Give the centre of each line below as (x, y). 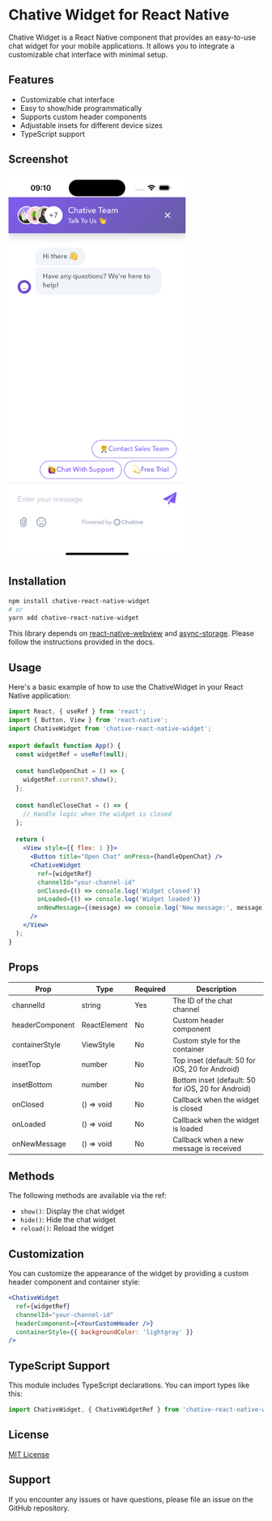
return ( (30, 839)
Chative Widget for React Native (119, 15)
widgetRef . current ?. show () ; (70, 780)
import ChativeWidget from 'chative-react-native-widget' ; (110, 729)
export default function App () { (65, 746)
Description (217, 988)
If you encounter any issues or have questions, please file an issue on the (131, 1499)
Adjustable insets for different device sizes (91, 125)
